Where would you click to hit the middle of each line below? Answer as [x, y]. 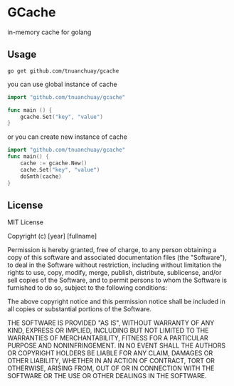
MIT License [26, 222]
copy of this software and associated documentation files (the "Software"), [117, 258]
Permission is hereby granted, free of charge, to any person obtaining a [112, 250]
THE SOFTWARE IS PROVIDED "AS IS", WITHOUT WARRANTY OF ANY [111, 323]
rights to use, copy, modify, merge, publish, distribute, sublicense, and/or [115, 273]
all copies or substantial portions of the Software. [79, 309]
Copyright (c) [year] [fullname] [52, 236]
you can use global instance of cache [62, 84]
